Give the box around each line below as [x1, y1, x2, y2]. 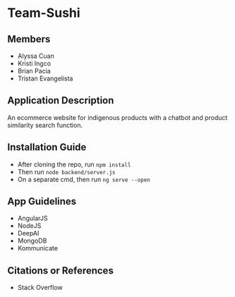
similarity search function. [7, 121, 83, 129]
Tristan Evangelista [17, 74, 73, 83]
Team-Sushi [7, 5, 80, 21]
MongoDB [17, 236, 47, 245]
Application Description [7, 95, 114, 107]
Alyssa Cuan [17, 51, 54, 60]
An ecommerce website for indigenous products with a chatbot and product [7, 113, 228, 121]
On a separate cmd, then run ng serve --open [17, 175, 150, 183]
